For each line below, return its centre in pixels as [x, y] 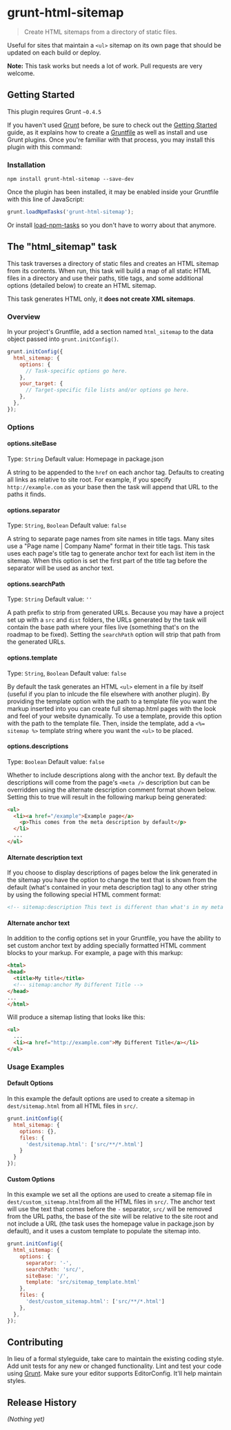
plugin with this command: [45, 147]
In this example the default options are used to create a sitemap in [101, 1098]
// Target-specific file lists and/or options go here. [107, 390]
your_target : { [41, 384]
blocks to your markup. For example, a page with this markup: [95, 953]
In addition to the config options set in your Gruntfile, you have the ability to [114, 938]
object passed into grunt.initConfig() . [63, 339]
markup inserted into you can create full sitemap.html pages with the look [112, 708]
